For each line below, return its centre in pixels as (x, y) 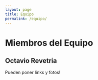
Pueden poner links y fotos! (33, 72)
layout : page (18, 10)
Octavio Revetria (31, 61)
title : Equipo (20, 14)
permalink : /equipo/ (26, 19)
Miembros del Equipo (49, 43)
